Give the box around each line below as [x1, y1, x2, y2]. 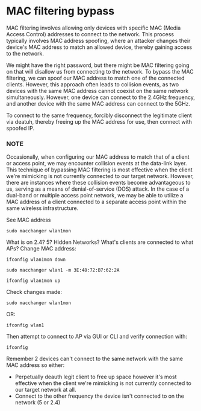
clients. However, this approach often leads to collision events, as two [6, 80, 179, 88]
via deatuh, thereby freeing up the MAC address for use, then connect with [6, 118, 193, 125]
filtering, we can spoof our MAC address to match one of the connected [6, 74, 185, 81]
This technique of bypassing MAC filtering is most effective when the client [6, 166, 193, 173]
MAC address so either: [6, 362, 65, 369]
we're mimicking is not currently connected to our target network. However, [6, 173, 194, 180]
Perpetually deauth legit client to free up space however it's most [14, 373, 177, 381]
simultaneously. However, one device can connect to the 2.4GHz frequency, [6, 94, 196, 101]
